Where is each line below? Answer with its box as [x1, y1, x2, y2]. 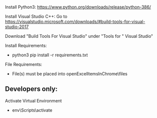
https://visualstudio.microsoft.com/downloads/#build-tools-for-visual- [5, 19, 145, 24]
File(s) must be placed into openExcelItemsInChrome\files [12, 71, 127, 77]
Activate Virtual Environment [5, 98, 62, 103]
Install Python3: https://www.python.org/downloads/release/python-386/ [5, 4, 151, 10]
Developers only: [5, 85, 58, 93]
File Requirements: [5, 62, 43, 67]
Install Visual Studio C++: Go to [5, 14, 68, 19]
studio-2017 [5, 24, 29, 30]
